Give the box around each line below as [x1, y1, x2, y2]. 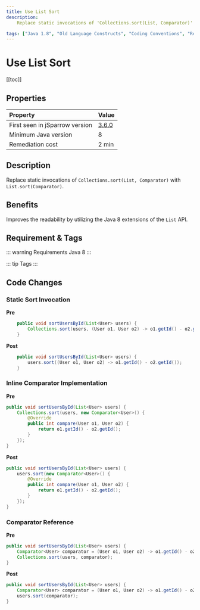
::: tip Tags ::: [6, 260, 38, 267]
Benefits [6, 200, 39, 210]
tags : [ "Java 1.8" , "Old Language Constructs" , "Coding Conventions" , [6, 30, 185, 36]
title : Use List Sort [6, 8, 60, 15]
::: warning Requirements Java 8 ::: [6, 248, 92, 256]
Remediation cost [9, 141, 58, 148]
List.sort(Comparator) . [6, 182, 64, 189]
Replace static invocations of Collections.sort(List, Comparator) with [6, 176, 181, 183]
